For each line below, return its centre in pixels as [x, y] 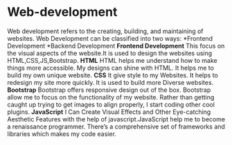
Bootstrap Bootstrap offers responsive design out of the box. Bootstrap [109, 90]
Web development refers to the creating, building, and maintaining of [105, 31]
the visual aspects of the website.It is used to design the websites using [110, 53]
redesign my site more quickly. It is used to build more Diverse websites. [110, 82]
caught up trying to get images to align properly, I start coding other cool [111, 104]
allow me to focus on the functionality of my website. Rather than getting [111, 97]
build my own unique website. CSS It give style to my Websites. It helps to [113, 75]
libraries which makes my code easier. [62, 134]
